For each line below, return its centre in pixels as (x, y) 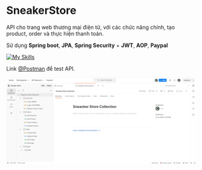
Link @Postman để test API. (41, 68)
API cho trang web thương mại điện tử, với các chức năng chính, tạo (91, 27)
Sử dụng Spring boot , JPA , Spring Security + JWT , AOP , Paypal (87, 45)
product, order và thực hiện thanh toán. (55, 33)
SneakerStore (41, 11)
